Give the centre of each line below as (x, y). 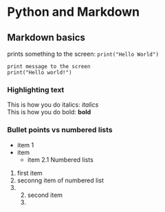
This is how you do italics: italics (53, 105)
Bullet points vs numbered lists (60, 130)
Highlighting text (36, 89)
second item (45, 195)
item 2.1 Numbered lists (60, 160)
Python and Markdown (73, 12)
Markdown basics (46, 38)
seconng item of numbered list (60, 180)
